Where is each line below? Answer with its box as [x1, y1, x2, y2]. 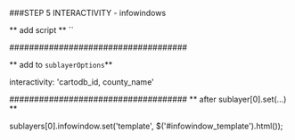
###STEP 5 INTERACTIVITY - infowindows [9, 8, 167, 18]
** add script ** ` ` [9, 25, 74, 35]
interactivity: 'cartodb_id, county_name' [9, 77, 154, 87]
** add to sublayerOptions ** [9, 60, 113, 70]
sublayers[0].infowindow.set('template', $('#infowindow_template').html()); [9, 120, 283, 131]
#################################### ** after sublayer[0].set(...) [9, 94, 287, 104]
